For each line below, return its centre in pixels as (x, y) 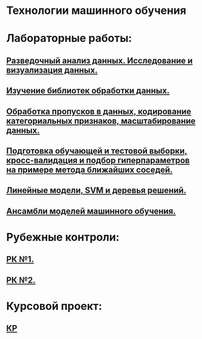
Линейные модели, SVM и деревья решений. (96, 191)
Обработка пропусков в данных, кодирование (99, 111)
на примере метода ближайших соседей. (90, 169)
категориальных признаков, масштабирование (101, 121)
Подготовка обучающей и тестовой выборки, (97, 151)
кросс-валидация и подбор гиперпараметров (98, 160)
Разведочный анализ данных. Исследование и (99, 60)
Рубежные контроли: (63, 237)
